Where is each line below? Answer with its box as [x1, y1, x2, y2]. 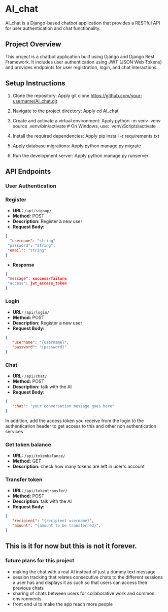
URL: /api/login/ [12, 309, 50, 315]
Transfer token [5, 476, 43, 483]
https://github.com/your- [90, 92, 143, 99]
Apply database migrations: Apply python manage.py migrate [12, 143, 141, 149]
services [5, 428, 23, 434]
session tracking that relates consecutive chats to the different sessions [12, 574, 163, 580]
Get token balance [5, 441, 52, 448]
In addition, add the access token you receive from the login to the [5, 417, 144, 424]
